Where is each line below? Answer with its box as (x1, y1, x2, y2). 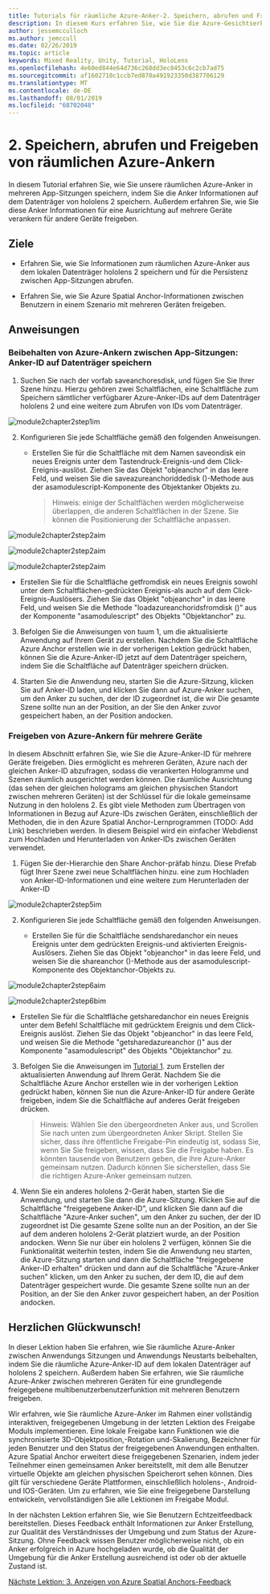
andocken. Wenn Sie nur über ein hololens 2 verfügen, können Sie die (19, 1237, 252, 1247)
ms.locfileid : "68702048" (8, 101, 95, 109)
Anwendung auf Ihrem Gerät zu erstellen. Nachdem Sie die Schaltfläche (19, 635, 259, 645)
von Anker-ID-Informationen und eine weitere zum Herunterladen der (19, 875, 250, 885)
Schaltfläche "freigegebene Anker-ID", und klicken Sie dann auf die (19, 1203, 243, 1213)
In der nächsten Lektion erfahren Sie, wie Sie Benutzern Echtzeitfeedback (8, 1510, 253, 1519)
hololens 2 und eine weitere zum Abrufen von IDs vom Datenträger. (19, 401, 243, 411)
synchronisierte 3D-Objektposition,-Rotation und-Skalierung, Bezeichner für (8, 1434, 261, 1444)
